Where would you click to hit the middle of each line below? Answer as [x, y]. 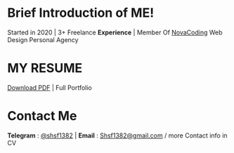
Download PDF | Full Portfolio [50, 87]
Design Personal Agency [43, 39]
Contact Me [42, 116]
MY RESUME [45, 68]
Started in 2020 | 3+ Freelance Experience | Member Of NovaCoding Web [115, 32]
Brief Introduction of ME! [81, 13]
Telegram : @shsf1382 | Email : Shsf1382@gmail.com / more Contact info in [117, 135]
